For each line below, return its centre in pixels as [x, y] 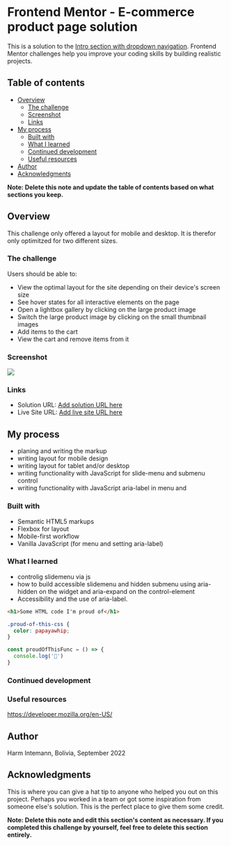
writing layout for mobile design [63, 459]
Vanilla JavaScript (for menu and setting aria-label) [90, 543]
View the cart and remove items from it [73, 339]
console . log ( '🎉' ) [39, 656]
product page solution [72, 27]
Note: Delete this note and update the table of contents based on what [111, 187]
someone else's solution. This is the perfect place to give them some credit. [116, 806]
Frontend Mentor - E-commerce [101, 12]
